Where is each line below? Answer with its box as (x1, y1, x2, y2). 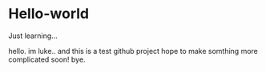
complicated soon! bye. (8, 55, 86, 64)
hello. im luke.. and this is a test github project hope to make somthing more (8, 46, 258, 55)
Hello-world (8, 5, 90, 23)
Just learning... (8, 31, 58, 40)
